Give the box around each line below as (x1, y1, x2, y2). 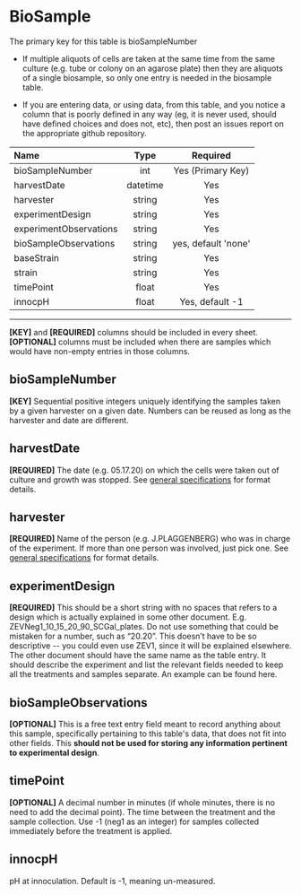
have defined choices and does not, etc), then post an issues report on (21, 118, 285, 129)
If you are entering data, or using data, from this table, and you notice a (21, 99, 286, 109)
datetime (126, 178, 164, 191)
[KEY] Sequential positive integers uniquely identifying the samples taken (9, 395, 280, 406)
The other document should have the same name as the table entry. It (9, 650, 267, 661)
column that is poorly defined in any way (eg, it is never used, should (21, 109, 277, 119)
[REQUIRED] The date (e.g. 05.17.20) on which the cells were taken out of (9, 465, 279, 475)
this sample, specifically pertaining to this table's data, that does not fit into (9, 728, 287, 739)
